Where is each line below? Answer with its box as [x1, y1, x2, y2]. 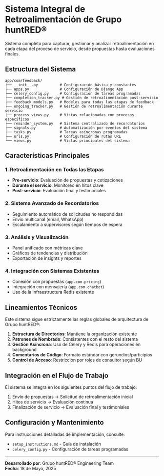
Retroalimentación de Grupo [5, 14, 122, 25]
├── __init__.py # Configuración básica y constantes [5, 82, 137, 87]
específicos [5, 117, 29, 122]
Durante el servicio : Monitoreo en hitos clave [12, 182, 104, 188]
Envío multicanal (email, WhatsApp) [12, 216, 84, 222]
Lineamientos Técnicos [5, 303, 78, 312]
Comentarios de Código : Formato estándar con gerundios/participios [12, 352, 153, 358]
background [12, 347, 37, 352]
